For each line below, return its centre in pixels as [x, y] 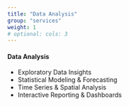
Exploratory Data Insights [55, 73]
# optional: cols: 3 [38, 34]
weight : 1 [22, 27]
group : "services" [34, 21]
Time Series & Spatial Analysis [62, 88]
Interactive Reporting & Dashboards [69, 95]
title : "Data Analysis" [43, 14]
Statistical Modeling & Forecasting [67, 80]
